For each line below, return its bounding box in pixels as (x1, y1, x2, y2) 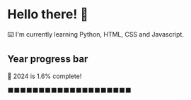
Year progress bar (7, 53, 88, 65)
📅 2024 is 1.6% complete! (7, 72, 82, 80)
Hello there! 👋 (7, 6, 88, 23)
